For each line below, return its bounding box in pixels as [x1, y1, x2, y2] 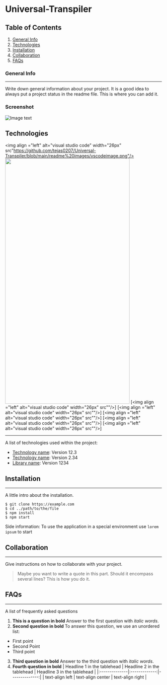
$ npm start [5, 515, 30, 520]
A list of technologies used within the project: [5, 440, 98, 446]
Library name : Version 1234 [12, 460, 69, 466]
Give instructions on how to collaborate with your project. [5, 561, 123, 567]
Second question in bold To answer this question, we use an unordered [12, 623, 160, 629]
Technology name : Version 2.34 [12, 455, 78, 460]
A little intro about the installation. [5, 492, 74, 498]
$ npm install [5, 511, 35, 516]
